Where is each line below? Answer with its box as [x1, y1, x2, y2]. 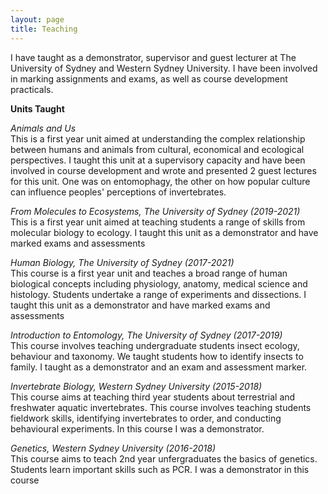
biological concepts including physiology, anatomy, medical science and [10, 277, 308, 290]
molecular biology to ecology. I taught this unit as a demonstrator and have [10, 226, 319, 238]
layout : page [10, 14, 65, 25]
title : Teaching [10, 24, 78, 34]
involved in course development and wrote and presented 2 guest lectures [10, 164, 317, 176]
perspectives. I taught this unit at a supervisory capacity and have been [10, 154, 306, 166]
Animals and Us [10, 122, 77, 134]
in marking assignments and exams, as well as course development [10, 72, 288, 85]
